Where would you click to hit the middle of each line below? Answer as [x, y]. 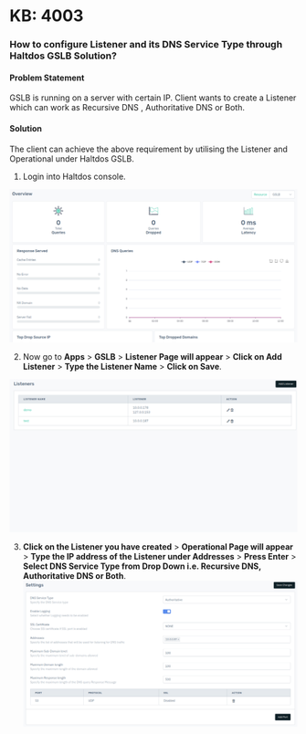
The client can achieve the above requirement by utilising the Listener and [148, 149]
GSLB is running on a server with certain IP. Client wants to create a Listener [153, 98]
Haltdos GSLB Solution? [63, 56]
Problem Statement [47, 78]
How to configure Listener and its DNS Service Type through [146, 45]
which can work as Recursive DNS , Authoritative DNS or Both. [127, 108]
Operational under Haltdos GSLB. [72, 158]
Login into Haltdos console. [74, 176]
